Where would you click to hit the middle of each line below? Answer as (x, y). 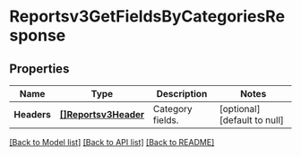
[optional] (240, 109)
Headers (33, 114)
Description (182, 94)
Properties (39, 69)
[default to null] (252, 120)
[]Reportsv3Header (102, 114)
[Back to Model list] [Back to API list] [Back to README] (112, 142)
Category (172, 109)
